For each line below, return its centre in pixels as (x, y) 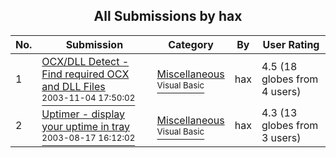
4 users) (281, 91)
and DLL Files (73, 86)
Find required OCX (85, 74)
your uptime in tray (85, 126)
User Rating (291, 44)
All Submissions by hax (168, 16)
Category (191, 44)
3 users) (281, 137)
